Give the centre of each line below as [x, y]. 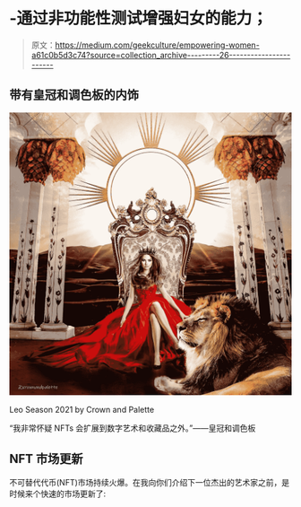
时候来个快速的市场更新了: [58, 494]
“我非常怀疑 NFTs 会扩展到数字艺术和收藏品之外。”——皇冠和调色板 [133, 428]
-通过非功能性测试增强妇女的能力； [139, 18]
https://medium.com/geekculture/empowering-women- [157, 45]
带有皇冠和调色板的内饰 [74, 95]
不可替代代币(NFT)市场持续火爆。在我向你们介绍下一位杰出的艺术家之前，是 [150, 482]
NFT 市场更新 [46, 459]
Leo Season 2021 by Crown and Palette [82, 409]
